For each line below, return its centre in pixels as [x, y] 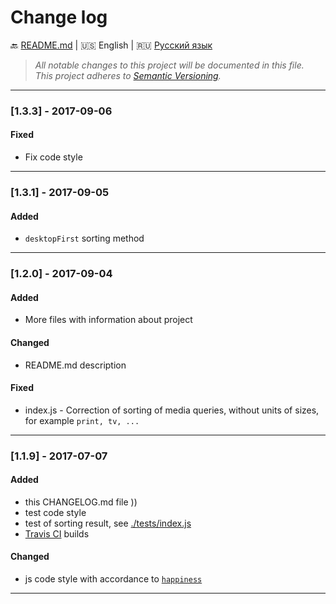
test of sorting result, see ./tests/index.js [108, 523]
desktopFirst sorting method [84, 238]
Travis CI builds [57, 533]
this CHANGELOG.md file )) [81, 502]
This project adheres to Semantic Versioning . [128, 75]
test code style [55, 512]
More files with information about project [108, 320]
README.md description [75, 365]
